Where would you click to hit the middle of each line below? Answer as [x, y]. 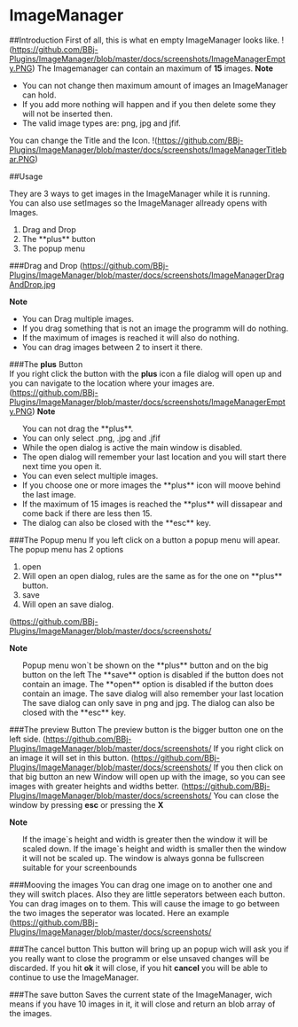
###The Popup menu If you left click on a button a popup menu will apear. [145, 540]
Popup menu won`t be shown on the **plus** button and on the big [145, 665]
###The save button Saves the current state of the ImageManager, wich [141, 994]
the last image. [49, 494]
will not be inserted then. [67, 114]
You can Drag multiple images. [78, 318]
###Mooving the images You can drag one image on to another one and [141, 884]
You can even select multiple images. [90, 475]
